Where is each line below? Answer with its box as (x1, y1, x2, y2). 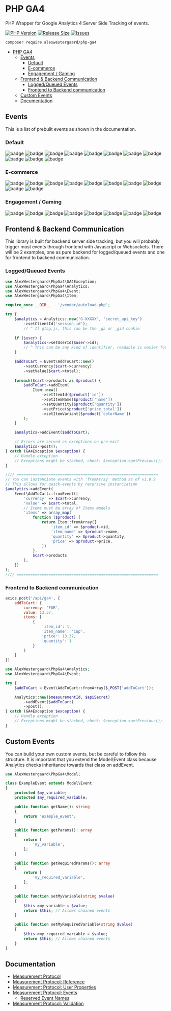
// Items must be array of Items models (23, 506, 110, 511)
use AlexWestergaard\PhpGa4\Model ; (5, 771, 81, 777)
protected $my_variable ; (14, 790, 67, 795)
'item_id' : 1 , (41, 624, 72, 629)
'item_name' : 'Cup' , (41, 629, 85, 634)
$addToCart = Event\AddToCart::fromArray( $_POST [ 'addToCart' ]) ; (14, 685, 154, 691)
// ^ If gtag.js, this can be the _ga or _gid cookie (23, 326, 140, 331)
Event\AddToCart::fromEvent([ (14, 491, 79, 496)
